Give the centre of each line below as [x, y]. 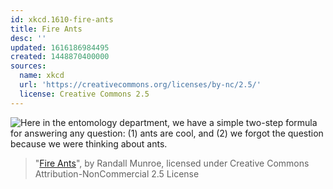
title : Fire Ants [46, 29]
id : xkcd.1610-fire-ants [62, 19]
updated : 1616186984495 [60, 47]
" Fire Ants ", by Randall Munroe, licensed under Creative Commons [172, 163]
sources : [28, 66]
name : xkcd [42, 76]
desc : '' [28, 38]
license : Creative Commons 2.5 [84, 94]
